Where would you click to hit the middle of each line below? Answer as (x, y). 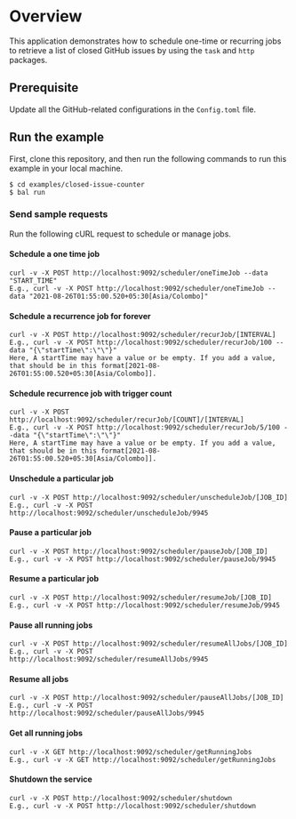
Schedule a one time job (55, 254)
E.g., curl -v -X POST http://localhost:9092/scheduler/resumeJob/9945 (144, 606)
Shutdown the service (51, 779)
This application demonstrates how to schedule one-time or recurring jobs (145, 41)
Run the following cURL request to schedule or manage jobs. (120, 234)
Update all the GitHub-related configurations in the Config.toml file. (132, 109)
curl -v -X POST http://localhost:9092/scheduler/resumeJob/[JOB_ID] (141, 598)
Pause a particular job (50, 533)
